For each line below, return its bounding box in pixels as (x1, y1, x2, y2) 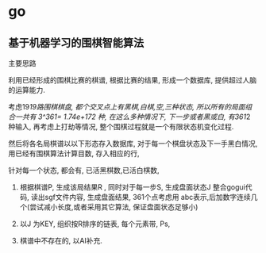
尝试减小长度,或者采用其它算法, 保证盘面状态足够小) (29, 202, 199, 212)
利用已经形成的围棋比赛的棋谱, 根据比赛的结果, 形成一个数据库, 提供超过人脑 (8, 75, 256, 85)
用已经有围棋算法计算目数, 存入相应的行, (8, 149, 141, 158)
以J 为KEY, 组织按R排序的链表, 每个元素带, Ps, (19, 219, 171, 228)
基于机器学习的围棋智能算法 (8, 36, 145, 49)
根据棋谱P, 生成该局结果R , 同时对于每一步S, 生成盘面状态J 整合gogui (19, 182, 246, 192)
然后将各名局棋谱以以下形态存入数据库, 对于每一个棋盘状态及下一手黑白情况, (8, 139, 258, 148)
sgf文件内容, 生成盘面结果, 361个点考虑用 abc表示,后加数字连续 (44, 193, 252, 201)
